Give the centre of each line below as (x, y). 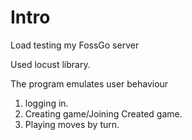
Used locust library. (50, 64)
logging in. (46, 103)
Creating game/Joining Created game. (103, 113)
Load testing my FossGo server (75, 45)
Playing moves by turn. (72, 124)
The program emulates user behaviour (89, 83)
